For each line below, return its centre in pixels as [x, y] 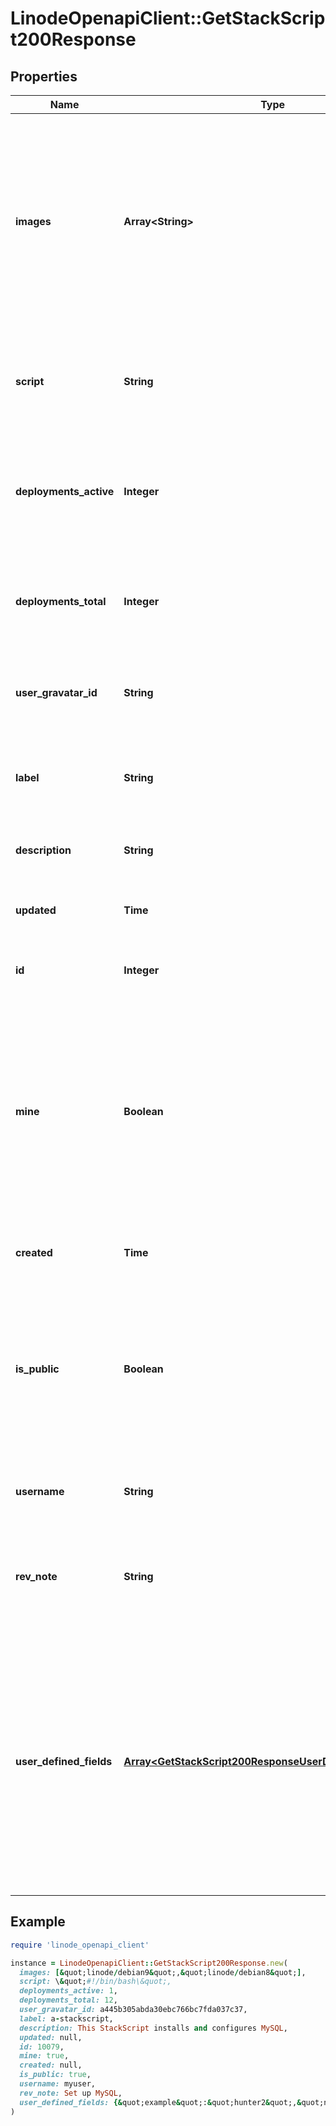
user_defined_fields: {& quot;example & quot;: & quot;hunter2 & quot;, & [160, 2102]
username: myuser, [58, 2084]
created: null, [51, 2065]
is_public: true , [55, 2075]
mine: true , [44, 2056]
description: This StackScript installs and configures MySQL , [153, 2028]
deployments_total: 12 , [68, 2000]
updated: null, [51, 2037]
